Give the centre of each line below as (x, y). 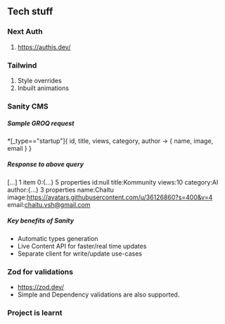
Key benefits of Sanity (41, 220)
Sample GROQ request (41, 123)
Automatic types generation (58, 238)
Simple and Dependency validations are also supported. (98, 294)
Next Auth (25, 32)
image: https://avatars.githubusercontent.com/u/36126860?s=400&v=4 (110, 197)
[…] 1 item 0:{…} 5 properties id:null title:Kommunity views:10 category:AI (113, 182)
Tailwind (22, 65)
